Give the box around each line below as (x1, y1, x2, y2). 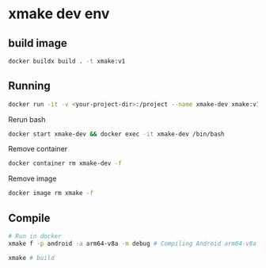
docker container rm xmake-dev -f (8, 159, 123, 167)
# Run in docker (8, 232, 62, 240)
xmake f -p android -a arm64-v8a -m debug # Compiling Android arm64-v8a (8, 239, 257, 247)
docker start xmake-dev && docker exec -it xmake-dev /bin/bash (8, 130, 225, 138)
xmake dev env (8, 5, 110, 23)
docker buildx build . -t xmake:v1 (8, 57, 126, 65)
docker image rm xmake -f (8, 190, 93, 197)
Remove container (8, 144, 68, 154)
